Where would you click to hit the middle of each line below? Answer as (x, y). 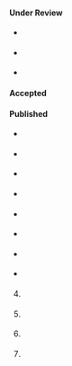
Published (28, 113)
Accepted (28, 94)
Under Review (36, 13)
